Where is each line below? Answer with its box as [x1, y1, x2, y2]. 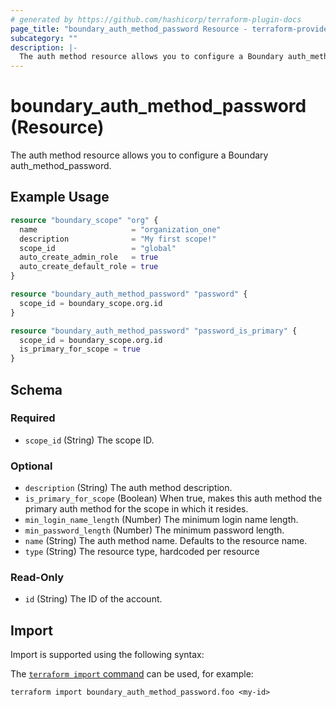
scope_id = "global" [19, 243, 177, 253]
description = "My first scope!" [19, 234, 217, 244]
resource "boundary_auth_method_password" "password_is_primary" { [10, 326, 298, 336]
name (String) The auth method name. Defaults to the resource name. [24, 535, 308, 547]
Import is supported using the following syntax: [10, 649, 205, 661]
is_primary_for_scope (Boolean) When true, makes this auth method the [24, 492, 323, 505]
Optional [10, 459, 53, 473]
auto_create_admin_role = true [19, 252, 159, 263]
